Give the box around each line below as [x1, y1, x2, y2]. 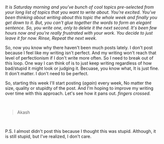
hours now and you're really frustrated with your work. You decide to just [5, 30, 153, 36]
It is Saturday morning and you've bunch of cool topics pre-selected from [5, 4, 154, 10]
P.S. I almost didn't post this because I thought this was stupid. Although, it [5, 128, 156, 134]
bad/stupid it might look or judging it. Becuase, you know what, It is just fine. [5, 65, 159, 71]
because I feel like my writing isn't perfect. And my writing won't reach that [5, 50, 157, 56]
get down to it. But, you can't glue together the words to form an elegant [5, 20, 152, 25]
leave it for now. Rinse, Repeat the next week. [5, 35, 97, 41]
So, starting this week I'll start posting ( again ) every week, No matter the [5, 80, 152, 86]
